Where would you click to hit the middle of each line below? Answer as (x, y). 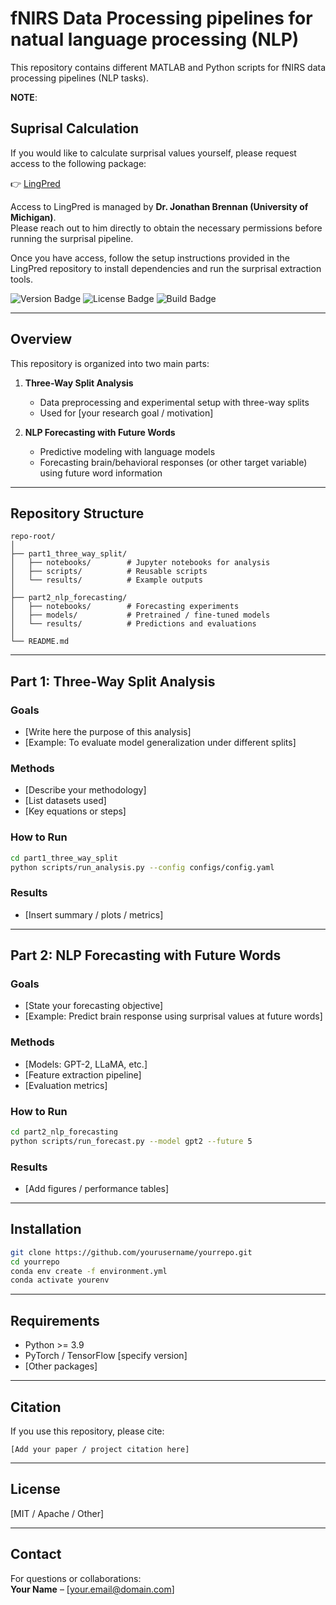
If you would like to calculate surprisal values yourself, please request (153, 153)
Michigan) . (33, 217)
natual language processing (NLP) (155, 39)
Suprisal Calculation (75, 128)
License (35, 1489)
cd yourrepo (35, 1262)
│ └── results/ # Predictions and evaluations (133, 624)
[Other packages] (61, 1366)
